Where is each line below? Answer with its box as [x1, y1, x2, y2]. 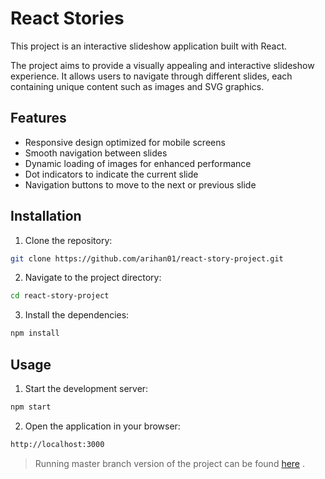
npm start [10, 402, 52, 412]
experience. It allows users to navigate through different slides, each [10, 70, 293, 82]
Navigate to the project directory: [24, 272, 162, 284]
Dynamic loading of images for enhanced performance [24, 157, 252, 169]
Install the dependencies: [24, 309, 130, 321]
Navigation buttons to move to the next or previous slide [24, 178, 257, 191]
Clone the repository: [24, 234, 113, 246]
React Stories [10, 7, 125, 30]
